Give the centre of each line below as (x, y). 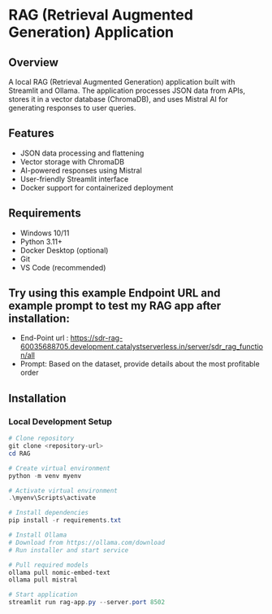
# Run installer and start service (69, 550)
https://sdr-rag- (97, 338)
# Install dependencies (49, 513)
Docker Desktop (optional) (64, 250)
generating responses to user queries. (72, 108)
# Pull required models (49, 565)
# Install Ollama (38, 535)
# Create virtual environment (60, 468)
